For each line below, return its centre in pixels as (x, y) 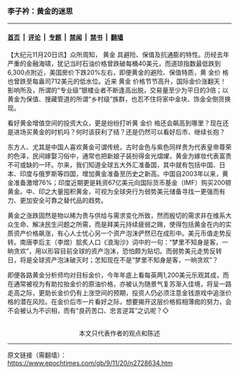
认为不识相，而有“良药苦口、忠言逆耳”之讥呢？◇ (97, 310)
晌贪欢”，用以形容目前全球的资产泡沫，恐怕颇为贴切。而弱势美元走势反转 (115, 251)
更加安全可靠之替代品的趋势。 (63, 200)
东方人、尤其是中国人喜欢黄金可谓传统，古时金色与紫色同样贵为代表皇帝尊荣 (119, 146)
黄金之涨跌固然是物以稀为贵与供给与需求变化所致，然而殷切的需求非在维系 (116, 215)
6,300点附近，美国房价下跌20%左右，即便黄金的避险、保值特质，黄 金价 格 (118, 72)
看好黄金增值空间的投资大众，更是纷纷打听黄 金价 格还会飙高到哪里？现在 (115, 123)
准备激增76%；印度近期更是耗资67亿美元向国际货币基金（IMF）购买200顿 (122, 182)
